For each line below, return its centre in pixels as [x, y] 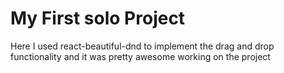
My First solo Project [98, 18]
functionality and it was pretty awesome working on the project [140, 56]
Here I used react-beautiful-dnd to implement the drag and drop [142, 46]
